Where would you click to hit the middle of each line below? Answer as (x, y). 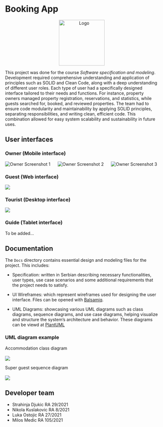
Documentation (29, 248)
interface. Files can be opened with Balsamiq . (58, 300)
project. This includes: (27, 265)
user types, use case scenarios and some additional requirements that (82, 280)
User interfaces (29, 140)
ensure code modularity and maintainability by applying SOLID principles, (79, 109)
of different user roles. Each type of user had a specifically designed (74, 88)
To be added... (19, 233)
